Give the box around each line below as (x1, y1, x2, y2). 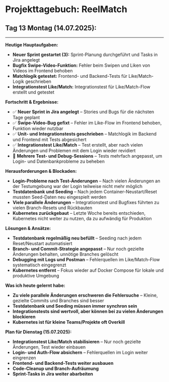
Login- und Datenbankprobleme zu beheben (12, 158, 105, 164)
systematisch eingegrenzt (12, 262, 66, 268)
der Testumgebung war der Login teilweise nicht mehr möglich (12, 183, 143, 189)
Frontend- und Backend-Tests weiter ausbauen (12, 360, 114, 366)
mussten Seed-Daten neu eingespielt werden (12, 194, 107, 200)
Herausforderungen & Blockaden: (5, 168, 77, 174)
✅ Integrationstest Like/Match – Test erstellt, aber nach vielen (12, 142, 143, 148)
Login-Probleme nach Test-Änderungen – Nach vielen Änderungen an (12, 178, 160, 184)
